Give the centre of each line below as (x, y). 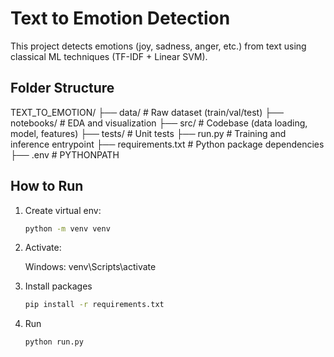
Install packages (58, 286)
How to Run (47, 186)
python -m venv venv (67, 228)
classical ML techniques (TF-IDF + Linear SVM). (109, 56)
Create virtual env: (63, 210)
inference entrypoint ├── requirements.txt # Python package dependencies (167, 144)
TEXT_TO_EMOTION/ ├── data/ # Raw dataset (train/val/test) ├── (147, 112)
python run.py (54, 342)
